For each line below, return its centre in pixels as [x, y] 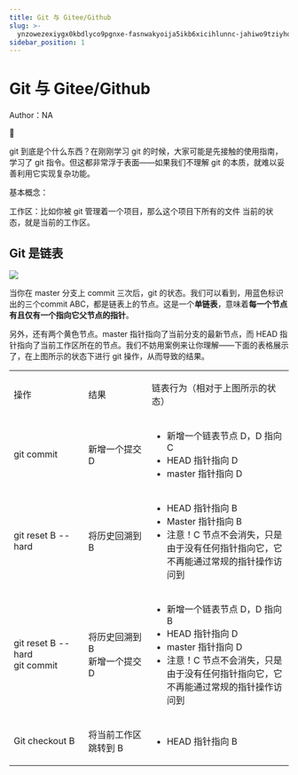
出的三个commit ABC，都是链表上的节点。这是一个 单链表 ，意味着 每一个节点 [149, 304]
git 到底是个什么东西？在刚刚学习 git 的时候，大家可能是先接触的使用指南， [146, 151]
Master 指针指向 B [204, 521]
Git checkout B [44, 741]
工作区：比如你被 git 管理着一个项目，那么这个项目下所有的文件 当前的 [137, 212]
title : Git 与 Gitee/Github [60, 17]
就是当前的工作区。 [59, 222]
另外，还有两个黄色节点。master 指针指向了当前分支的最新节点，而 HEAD [143, 334]
